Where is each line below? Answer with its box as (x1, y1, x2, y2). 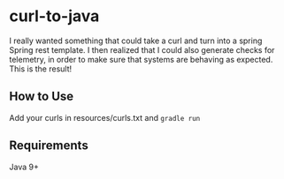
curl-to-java (9, 6, 100, 26)
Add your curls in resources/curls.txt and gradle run (9, 112, 201, 123)
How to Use (9, 89, 74, 104)
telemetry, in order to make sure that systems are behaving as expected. (9, 54, 273, 64)
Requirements (9, 138, 88, 153)
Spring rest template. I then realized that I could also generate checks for (9, 44, 275, 55)
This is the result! (9, 63, 73, 74)
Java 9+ (9, 161, 40, 172)
